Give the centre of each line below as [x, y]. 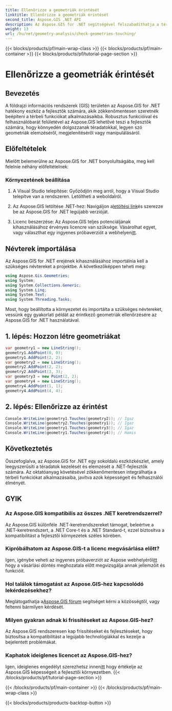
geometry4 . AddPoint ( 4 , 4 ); [34, 391]
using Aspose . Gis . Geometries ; [38, 276]
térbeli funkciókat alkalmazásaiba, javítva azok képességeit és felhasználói [84, 477]
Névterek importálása [41, 249]
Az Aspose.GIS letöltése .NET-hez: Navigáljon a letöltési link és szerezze [88, 206]
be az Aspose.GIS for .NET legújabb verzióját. [61, 212]
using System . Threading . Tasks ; [39, 300]
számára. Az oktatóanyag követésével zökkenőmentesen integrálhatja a [81, 472]
